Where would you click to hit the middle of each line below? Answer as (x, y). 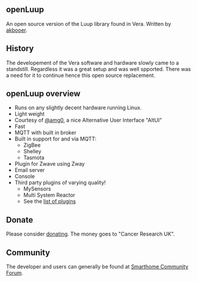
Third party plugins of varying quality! (60, 183)
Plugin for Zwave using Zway (50, 164)
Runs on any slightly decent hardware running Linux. (78, 108)
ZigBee (32, 145)
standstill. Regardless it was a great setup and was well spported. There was (98, 69)
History (20, 48)
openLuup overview (43, 94)
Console (25, 176)
